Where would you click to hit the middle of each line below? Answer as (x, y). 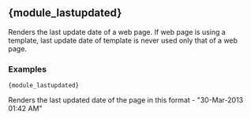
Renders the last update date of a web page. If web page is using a (117, 32)
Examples (28, 69)
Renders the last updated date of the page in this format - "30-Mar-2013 (126, 100)
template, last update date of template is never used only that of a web (123, 40)
